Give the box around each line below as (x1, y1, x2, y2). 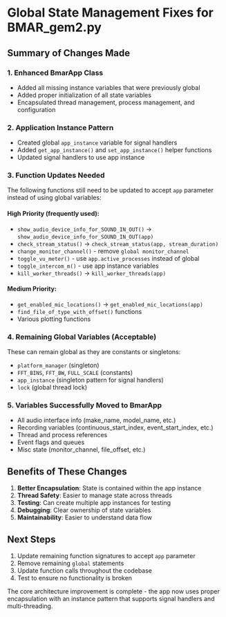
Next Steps (7, 533, 56, 545)
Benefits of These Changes (7, 466, 127, 477)
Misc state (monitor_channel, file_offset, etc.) (17, 445, 146, 454)
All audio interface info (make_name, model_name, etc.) (17, 416, 176, 425)
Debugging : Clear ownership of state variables (17, 506, 151, 515)
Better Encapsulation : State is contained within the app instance (17, 484, 202, 492)
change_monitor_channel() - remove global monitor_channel (17, 247, 189, 255)
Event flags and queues (17, 438, 85, 447)
